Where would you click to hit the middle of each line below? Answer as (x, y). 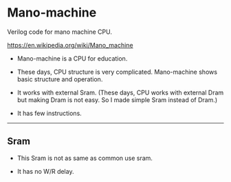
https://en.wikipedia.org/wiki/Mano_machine (70, 45)
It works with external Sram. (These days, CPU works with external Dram (120, 92)
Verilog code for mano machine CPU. (59, 32)
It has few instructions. (49, 113)
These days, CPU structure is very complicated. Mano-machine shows (117, 72)
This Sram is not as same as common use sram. (85, 158)
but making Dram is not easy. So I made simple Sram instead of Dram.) (117, 100)
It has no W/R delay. (45, 171)
